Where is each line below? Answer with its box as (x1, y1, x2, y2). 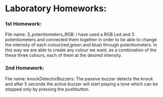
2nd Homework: (5, 65, 44, 72)
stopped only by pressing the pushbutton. (5, 86, 90, 92)
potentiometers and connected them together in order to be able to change (5, 37, 157, 43)
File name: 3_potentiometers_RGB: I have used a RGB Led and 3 (5, 31, 135, 37)
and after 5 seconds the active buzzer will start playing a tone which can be (5, 81, 158, 87)
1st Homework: (5, 21, 42, 27)
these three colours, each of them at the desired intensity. (5, 52, 122, 58)
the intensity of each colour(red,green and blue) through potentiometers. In (5, 42, 157, 48)
